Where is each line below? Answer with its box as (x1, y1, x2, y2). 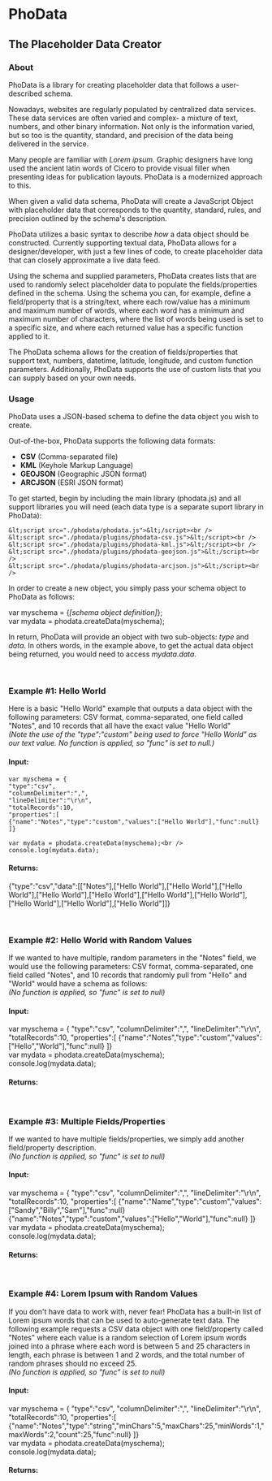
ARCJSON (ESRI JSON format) (19, 478, 124, 487)
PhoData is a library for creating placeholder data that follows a (8, 80, 220, 89)
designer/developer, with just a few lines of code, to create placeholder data (8, 246, 264, 256)
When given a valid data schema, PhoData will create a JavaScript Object (8, 196, 254, 206)
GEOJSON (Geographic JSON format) (19, 469, 148, 479)
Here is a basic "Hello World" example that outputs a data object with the (8, 704, 253, 713)
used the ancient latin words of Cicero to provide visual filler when (8, 163, 230, 173)
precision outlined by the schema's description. (8, 213, 168, 223)
